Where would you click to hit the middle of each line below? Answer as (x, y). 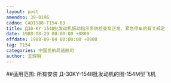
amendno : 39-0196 (28, 17)
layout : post (22, 12)
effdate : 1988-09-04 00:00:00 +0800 (52, 39)
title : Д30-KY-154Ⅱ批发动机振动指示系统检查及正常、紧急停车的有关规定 (86, 28)
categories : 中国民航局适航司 (40, 51)
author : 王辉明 (24, 56)
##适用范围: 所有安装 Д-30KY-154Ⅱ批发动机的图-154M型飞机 (81, 74)
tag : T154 (19, 45)
